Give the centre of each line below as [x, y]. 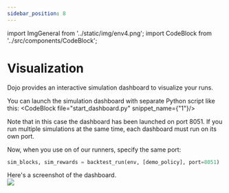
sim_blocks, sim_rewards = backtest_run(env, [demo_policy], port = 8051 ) [113, 162]
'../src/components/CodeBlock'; [52, 40]
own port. [21, 136]
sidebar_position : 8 [37, 13]
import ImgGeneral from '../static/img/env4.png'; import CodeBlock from [109, 33]
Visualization [45, 68]
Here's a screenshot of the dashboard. [62, 175]
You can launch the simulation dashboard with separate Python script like [111, 101]
